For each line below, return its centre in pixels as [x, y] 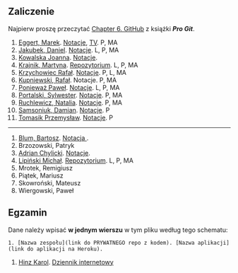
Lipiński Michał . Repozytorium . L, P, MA [76, 160]
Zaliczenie [31, 12]
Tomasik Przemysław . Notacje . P [66, 117]
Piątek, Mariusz [41, 175]
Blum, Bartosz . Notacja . [53, 138]
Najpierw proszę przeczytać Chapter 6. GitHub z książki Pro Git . [101, 28]
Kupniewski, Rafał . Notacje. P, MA [67, 80]
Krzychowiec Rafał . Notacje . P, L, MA [72, 72]
